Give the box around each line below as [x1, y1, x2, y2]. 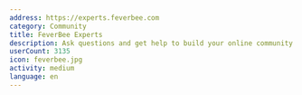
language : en [9, 72, 59, 81]
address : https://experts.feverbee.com [9, 13, 160, 23]
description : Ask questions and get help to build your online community [9, 38, 294, 48]
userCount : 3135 [9, 47, 71, 56]
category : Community [9, 22, 88, 31]
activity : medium [9, 64, 75, 73]
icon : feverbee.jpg [9, 55, 83, 64]
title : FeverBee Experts [9, 30, 103, 39]
